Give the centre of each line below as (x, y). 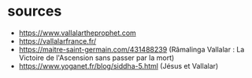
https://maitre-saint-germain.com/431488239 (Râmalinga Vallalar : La (132, 49)
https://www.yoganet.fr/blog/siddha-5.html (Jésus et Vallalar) (119, 66)
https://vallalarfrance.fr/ (57, 41)
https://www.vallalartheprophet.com (78, 33)
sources (35, 11)
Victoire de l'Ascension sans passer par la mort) (96, 58)
